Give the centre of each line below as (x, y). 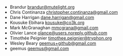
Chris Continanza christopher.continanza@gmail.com (64, 12)
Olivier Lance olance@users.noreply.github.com (58, 33)
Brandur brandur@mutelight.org (42, 7)
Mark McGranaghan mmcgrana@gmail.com (54, 28)
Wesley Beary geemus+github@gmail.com (53, 43)
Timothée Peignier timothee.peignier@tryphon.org (61, 38)
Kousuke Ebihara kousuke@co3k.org (47, 22)
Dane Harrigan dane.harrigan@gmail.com (52, 17)
